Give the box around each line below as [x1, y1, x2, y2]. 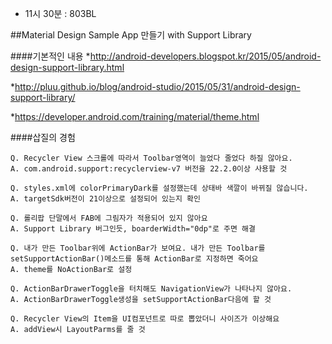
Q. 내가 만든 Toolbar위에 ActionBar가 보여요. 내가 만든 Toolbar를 [10, 243, 266, 253]
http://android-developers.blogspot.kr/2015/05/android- [89, 50, 322, 62]
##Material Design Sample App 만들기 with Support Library [10, 29, 252, 41]
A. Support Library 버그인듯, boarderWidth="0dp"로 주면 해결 [10, 224, 256, 234]
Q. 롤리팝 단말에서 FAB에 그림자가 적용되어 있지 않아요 [10, 213, 208, 223]
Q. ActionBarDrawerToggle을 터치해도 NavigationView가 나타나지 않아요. [10, 284, 293, 294]
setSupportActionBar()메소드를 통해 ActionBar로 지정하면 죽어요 [10, 254, 259, 264]
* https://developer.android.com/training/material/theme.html [10, 111, 260, 122]
